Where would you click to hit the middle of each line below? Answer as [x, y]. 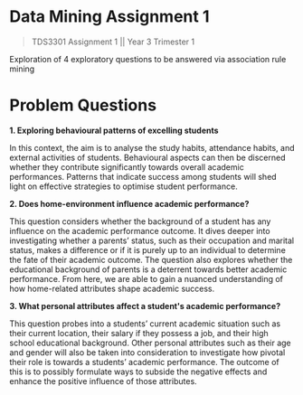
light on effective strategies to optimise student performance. [123, 186]
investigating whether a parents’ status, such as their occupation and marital [152, 240]
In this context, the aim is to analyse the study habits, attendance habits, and [152, 147]
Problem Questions [83, 105]
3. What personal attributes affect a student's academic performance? [145, 306]
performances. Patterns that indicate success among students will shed [143, 176]
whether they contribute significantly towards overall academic [127, 167]
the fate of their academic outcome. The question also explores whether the [151, 259]
